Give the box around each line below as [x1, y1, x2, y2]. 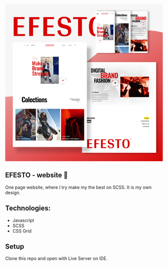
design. [5, 189, 21, 196]
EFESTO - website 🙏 [5, 171, 68, 180]
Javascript [12, 217, 34, 223]
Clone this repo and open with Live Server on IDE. [5, 256, 108, 262]
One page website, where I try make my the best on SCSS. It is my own [5, 184, 151, 190]
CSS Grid [12, 228, 31, 234]
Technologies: [5, 204, 51, 213]
